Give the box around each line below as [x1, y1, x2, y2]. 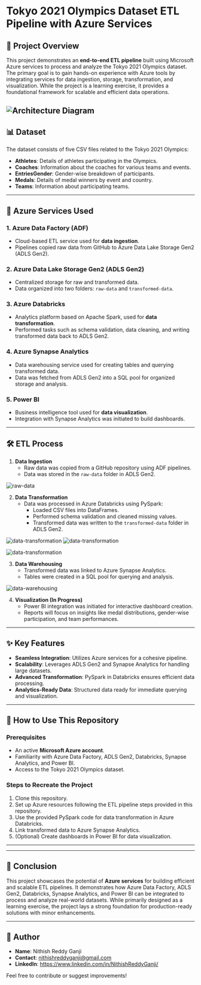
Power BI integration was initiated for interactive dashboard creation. [23, 602, 193, 610]
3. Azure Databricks [6, 300, 66, 308]
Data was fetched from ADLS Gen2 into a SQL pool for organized [14, 374, 175, 381]
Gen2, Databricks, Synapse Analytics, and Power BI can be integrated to [6, 890, 184, 897]
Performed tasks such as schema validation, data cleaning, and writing [14, 326, 190, 334]
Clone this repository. [14, 795, 68, 802]
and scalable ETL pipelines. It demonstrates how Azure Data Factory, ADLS [6, 883, 191, 890]
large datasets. [14, 666, 52, 674]
